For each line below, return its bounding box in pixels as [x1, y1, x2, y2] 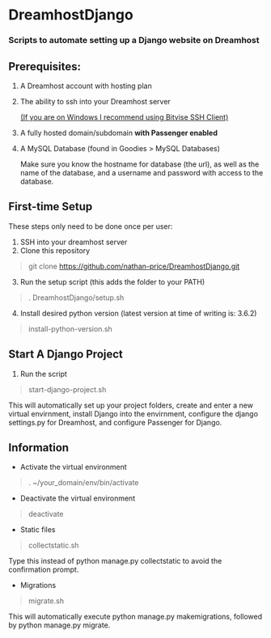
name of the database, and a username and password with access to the [19, 167, 264, 177]
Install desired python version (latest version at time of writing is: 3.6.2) [19, 308, 257, 318]
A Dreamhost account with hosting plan [19, 81, 152, 91]
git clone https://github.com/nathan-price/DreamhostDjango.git [28, 261, 240, 271]
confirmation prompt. [8, 564, 79, 575]
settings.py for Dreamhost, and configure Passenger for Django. [8, 417, 222, 427]
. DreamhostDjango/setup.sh [28, 293, 125, 302]
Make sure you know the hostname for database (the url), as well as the [19, 159, 260, 169]
